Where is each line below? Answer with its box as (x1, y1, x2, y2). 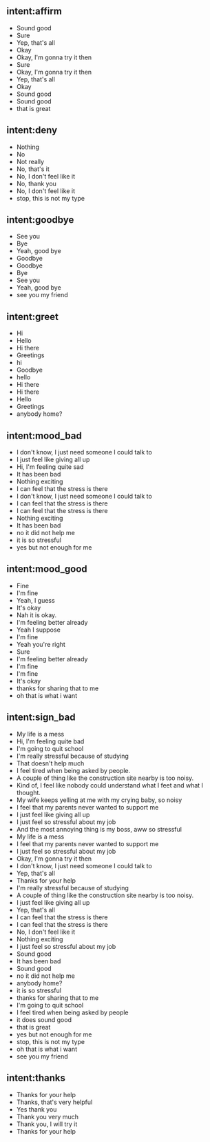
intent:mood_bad (6, 430, 82, 441)
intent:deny (6, 124, 58, 137)
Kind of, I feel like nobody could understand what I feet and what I (16, 781, 204, 789)
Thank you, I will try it (16, 1120, 78, 1128)
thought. (16, 788, 41, 797)
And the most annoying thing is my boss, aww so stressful (16, 825, 182, 833)
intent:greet (6, 310, 59, 323)
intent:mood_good (6, 563, 87, 575)
